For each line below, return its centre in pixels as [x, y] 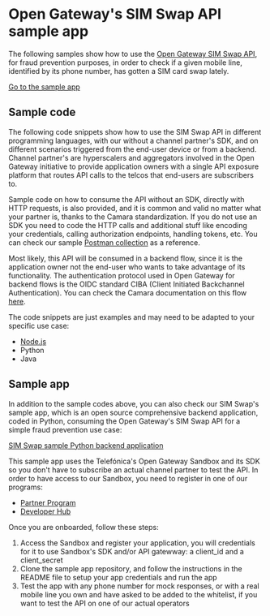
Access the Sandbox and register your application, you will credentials [137, 543]
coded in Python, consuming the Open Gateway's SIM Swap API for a [124, 421]
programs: [26, 487]
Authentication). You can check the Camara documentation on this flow [128, 292]
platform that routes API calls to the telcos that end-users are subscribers [131, 174]
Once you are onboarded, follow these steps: [84, 527]
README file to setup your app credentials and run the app [118, 577]
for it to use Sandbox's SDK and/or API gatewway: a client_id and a [132, 551]
